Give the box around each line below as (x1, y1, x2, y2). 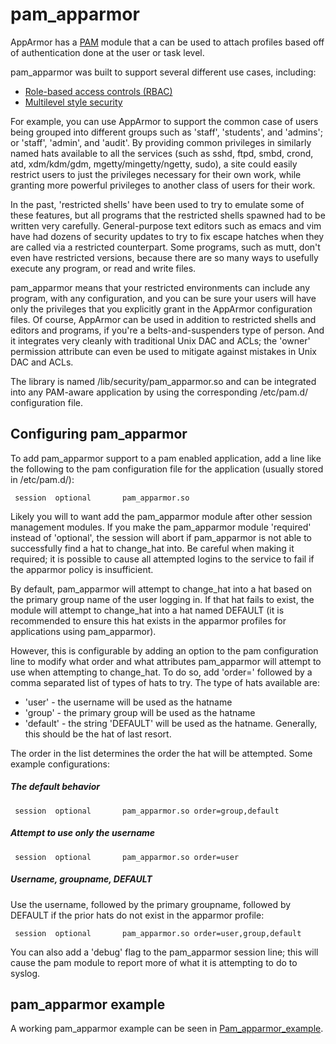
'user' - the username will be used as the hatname (24, 696, 233, 708)
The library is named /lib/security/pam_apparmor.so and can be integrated (10, 375, 317, 387)
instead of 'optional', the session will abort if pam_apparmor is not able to (10, 531, 312, 543)
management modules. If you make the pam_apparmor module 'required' (10, 521, 312, 533)
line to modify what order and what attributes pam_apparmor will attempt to (10, 655, 322, 667)
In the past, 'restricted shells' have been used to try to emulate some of (10, 198, 305, 210)
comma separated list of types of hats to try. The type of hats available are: (10, 676, 320, 688)
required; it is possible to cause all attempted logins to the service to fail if (10, 553, 315, 565)
